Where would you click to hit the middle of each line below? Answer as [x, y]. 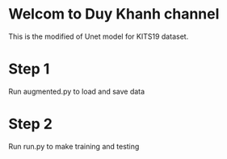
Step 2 [30, 124]
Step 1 [29, 69]
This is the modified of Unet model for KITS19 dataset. [99, 36]
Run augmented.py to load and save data [77, 91]
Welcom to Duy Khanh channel [114, 14]
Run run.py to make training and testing [74, 146]
